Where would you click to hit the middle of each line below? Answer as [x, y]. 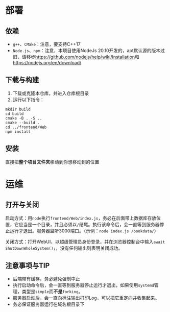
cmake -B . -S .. [24, 118]
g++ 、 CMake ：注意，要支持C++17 [46, 44]
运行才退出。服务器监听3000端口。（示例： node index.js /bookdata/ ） [84, 231]
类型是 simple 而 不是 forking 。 [52, 292]
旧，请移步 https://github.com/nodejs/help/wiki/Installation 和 [76, 57]
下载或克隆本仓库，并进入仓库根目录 [51, 93]
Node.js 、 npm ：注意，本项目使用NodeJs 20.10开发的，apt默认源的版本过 [89, 51]
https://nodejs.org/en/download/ [47, 63]
